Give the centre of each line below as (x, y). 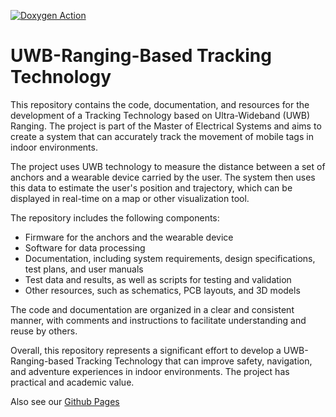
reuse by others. (44, 331)
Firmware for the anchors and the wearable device (129, 237)
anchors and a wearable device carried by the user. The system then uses (163, 177)
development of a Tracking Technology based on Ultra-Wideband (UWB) (160, 115)
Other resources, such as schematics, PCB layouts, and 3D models (162, 290)
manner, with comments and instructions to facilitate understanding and (158, 320)
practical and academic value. (72, 382)
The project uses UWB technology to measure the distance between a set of (168, 166)
